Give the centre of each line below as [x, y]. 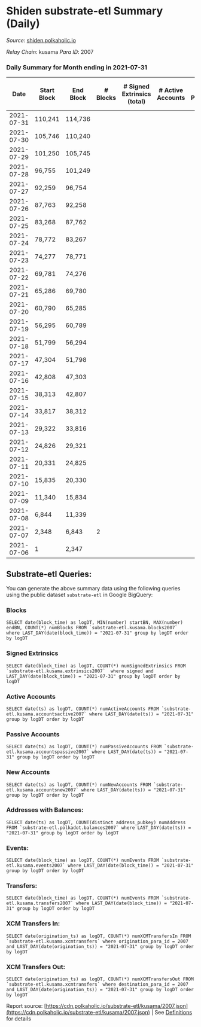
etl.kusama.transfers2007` [40, 903]
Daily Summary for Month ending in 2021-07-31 [77, 67]
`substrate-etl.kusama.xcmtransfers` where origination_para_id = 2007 [97, 941]
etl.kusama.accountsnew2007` [42, 790]
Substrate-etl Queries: [49, 574]
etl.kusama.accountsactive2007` [46, 714]
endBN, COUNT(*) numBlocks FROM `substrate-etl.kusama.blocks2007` [92, 628]
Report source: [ [26, 1006]
